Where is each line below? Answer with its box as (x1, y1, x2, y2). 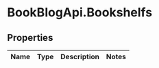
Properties (7, 32, 53, 44)
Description (60, 52, 99, 61)
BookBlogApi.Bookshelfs (7, 5, 153, 20)
